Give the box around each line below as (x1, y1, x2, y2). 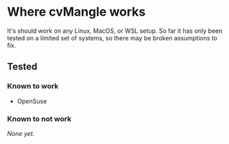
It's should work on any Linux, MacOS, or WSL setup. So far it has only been (7, 27, 223, 35)
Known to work (7, 81, 59, 91)
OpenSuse (16, 97, 47, 105)
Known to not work (7, 114, 72, 124)
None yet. (7, 129, 35, 137)
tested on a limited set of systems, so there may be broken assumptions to (7, 33, 218, 42)
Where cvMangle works (7, 4, 146, 20)
